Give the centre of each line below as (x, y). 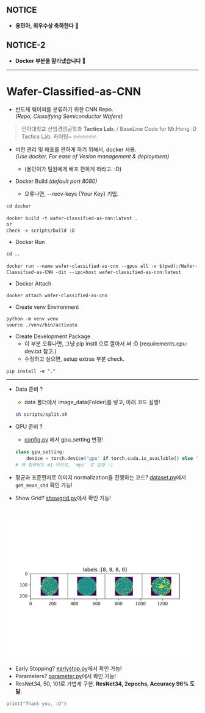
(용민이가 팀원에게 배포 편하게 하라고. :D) (73, 169)
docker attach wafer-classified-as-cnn (57, 295)
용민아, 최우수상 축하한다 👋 (47, 25)
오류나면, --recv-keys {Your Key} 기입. (71, 194)
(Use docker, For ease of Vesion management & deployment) (92, 156)
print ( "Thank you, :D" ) (37, 704)
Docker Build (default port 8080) (56, 181)
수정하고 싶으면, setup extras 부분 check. (74, 359)
